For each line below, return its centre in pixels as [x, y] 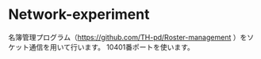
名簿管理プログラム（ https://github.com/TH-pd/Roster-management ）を [128, 37]
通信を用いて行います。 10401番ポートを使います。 [111, 47]
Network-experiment [79, 15]
